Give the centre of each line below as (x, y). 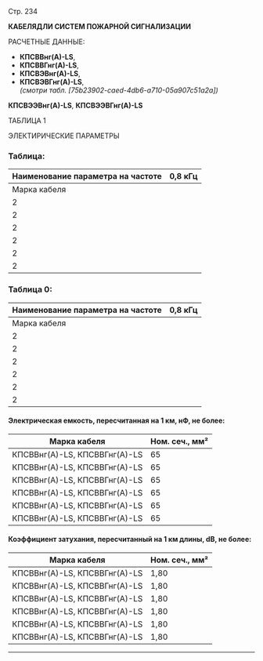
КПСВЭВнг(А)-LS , (50, 73)
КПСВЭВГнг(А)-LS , (52, 82)
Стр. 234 (23, 11)
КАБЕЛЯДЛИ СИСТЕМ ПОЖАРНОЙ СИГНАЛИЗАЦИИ (100, 26)
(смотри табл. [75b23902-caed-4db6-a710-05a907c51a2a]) (119, 90)
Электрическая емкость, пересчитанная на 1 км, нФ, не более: (117, 421)
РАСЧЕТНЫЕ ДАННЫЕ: (47, 42)
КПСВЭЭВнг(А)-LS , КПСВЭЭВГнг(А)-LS (76, 105)
